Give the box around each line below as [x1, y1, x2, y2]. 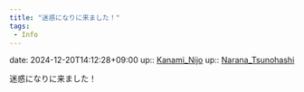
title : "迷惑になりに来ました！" [9, 13, 120, 23]
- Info [13, 30, 39, 39]
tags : [9, 22, 30, 31]
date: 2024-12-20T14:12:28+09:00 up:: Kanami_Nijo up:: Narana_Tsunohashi [9, 55, 295, 66]
